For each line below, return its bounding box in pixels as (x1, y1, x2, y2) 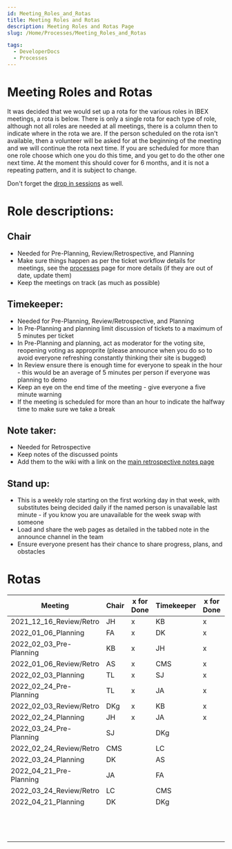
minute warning (17, 390, 62, 398)
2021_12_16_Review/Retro (10, 617, 100, 627)
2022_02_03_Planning (10, 670, 85, 680)
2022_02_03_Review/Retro (10, 701, 100, 711)
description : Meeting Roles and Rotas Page (7, 23, 135, 30)
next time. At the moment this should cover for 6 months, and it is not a (7, 158, 209, 166)
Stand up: (7, 478, 50, 489)
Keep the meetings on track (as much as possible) (17, 278, 160, 286)
